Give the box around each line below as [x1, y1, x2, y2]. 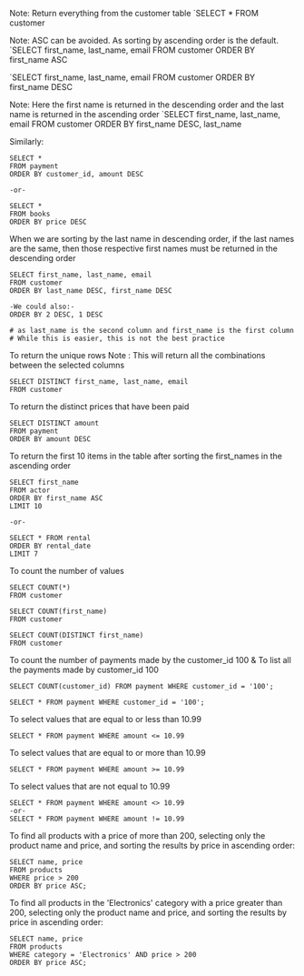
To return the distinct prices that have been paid [9, 401, 190, 412]
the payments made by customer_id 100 [9, 664, 159, 675]
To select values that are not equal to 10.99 [9, 781, 171, 791]
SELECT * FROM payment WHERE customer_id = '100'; [9, 698, 205, 707]
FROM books [9, 209, 51, 218]
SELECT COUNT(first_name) [9, 607, 107, 616]
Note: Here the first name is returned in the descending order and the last [9, 99, 284, 110]
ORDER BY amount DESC [9, 435, 92, 444]
